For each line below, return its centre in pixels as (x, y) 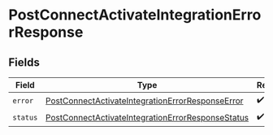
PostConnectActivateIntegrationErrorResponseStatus (147, 117)
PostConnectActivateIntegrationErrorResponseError (145, 101)
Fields (24, 62)
